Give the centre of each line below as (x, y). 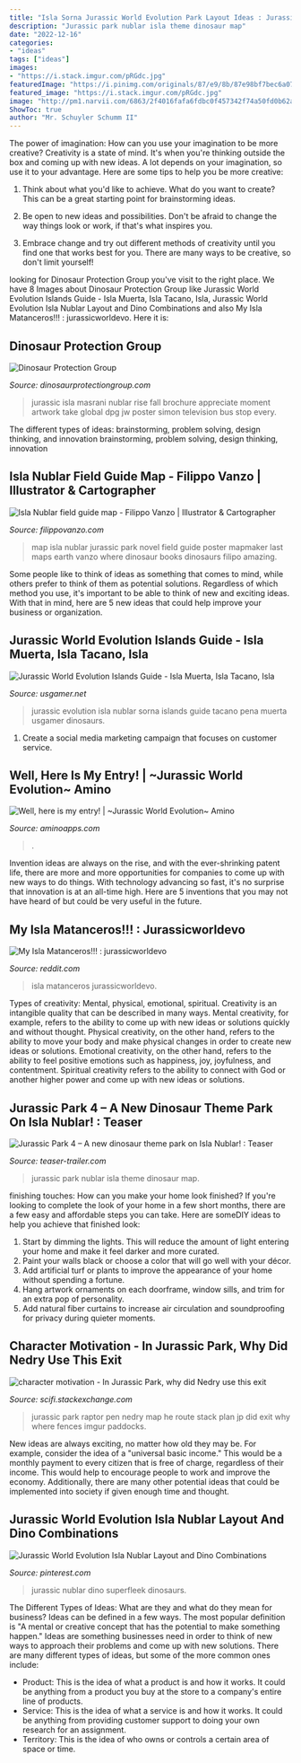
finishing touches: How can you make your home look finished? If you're (142, 1196)
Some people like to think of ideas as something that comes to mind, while (146, 574)
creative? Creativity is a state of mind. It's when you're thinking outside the (147, 153)
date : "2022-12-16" (46, 34)
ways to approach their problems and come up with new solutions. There (144, 1645)
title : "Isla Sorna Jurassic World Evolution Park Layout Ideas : (136, 18)
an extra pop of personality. (73, 1299)
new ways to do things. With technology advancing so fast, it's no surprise (147, 882)
